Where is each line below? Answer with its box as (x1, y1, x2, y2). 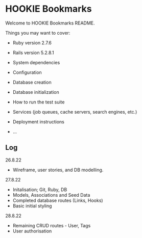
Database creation (12, 79, 52, 85)
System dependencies (12, 59, 60, 65)
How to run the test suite (12, 99, 65, 105)
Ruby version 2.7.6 (12, 39, 52, 46)
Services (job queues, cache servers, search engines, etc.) (12, 109, 137, 115)
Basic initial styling (12, 202, 52, 209)
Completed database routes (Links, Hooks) (12, 197, 103, 203)
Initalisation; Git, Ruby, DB (12, 187, 67, 193)
